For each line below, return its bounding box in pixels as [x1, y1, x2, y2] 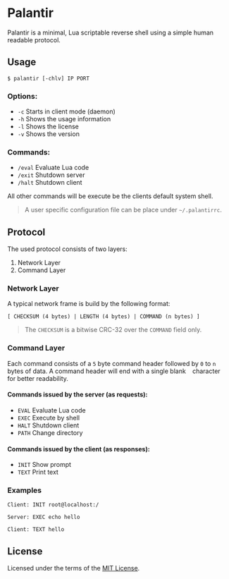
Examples [7, 485, 42, 495]
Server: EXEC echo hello [7, 513, 80, 521]
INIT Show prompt [17, 461, 72, 469]
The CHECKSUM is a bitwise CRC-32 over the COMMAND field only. [24, 326, 202, 334]
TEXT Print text [17, 468, 58, 477]
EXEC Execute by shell [17, 413, 80, 422]
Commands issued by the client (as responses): [7, 444, 150, 453]
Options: [7, 91, 38, 101]
